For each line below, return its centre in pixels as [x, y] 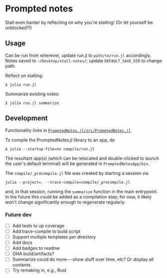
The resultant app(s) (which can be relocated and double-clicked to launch [82, 158]
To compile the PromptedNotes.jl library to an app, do [60, 140]
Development [27, 118]
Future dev [18, 215]
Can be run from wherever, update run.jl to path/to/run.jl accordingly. [78, 55]
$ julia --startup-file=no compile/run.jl [50, 149]
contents [21, 265]
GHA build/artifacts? [33, 254]
